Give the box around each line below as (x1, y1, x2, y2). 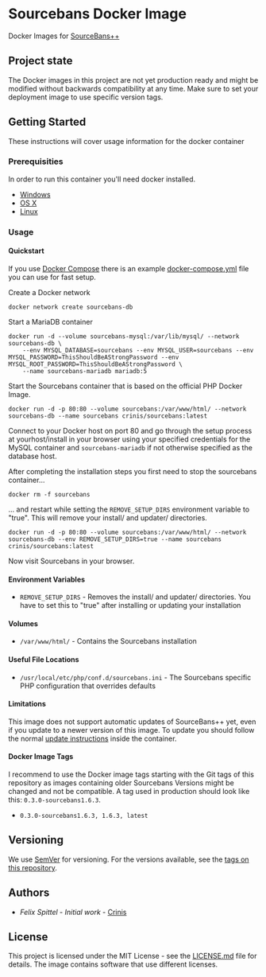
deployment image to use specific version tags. (8, 92, 164, 102)
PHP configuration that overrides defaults (19, 681, 156, 691)
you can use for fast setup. (8, 272, 97, 282)
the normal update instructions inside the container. (8, 734, 177, 743)
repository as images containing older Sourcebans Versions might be (8, 778, 234, 788)
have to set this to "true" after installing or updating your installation (19, 601, 241, 610)
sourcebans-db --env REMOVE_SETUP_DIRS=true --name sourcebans (8, 535, 222, 543)
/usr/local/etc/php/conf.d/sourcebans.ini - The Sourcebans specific (19, 672, 252, 682)
